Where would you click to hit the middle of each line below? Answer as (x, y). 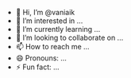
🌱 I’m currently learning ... (58, 29)
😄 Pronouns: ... (41, 58)
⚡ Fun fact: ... (37, 67)
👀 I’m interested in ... (49, 21)
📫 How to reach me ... (52, 47)
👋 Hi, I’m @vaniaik (45, 12)
